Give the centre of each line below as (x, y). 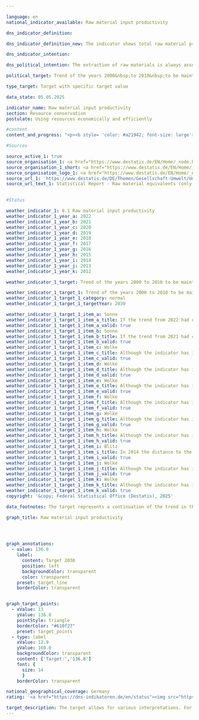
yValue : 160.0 (34, 648)
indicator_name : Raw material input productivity (69, 108)
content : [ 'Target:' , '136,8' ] (54, 659)
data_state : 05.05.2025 (36, 97)
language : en (22, 17)
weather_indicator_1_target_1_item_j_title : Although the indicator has (98, 468)
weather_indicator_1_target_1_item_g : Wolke (62, 413)
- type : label (29, 637)
